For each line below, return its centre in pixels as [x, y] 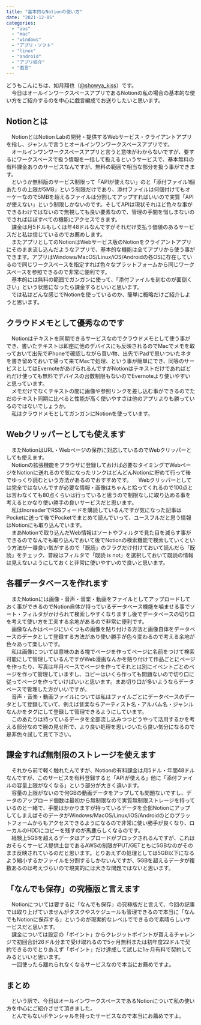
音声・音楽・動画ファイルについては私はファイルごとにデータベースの [98, 696]
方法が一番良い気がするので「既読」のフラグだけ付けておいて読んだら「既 [103, 547]
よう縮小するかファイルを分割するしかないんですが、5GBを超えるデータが [98, 860]
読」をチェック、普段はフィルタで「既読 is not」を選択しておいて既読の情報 [100, 555]
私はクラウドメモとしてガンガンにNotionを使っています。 [82, 413]
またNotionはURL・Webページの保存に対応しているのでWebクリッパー [99, 450]
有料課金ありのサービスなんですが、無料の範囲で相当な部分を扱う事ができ [98, 167]
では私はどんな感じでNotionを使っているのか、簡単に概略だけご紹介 [95, 294]
